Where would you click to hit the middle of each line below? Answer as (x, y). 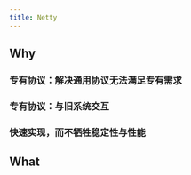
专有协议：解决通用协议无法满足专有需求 (95, 80)
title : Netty (33, 17)
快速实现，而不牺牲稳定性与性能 (78, 132)
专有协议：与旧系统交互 (59, 106)
